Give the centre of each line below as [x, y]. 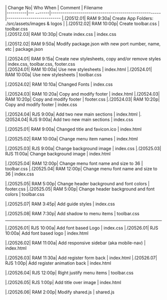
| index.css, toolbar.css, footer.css [40, 64]
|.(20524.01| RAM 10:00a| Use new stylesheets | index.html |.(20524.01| [79, 69]
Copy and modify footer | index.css [41, 104]
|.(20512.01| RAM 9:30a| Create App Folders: [108, 18]
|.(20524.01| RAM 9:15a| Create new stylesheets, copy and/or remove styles [83, 59]
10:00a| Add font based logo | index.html [47, 233]
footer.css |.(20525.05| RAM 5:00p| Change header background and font [80, 189]
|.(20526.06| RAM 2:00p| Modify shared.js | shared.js [60, 292]
